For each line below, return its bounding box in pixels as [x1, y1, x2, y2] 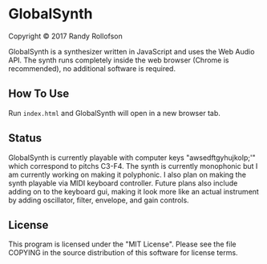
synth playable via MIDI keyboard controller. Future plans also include [8, 178, 238, 188]
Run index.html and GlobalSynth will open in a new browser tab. [8, 108, 220, 118]
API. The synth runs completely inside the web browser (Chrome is [8, 55, 229, 65]
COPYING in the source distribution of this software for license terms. [8, 248, 238, 258]
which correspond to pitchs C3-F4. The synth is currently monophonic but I [8, 161, 258, 170]
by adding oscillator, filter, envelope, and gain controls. [8, 195, 190, 205]
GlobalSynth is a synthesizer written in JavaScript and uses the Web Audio [8, 46, 255, 56]
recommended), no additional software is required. [8, 63, 176, 73]
